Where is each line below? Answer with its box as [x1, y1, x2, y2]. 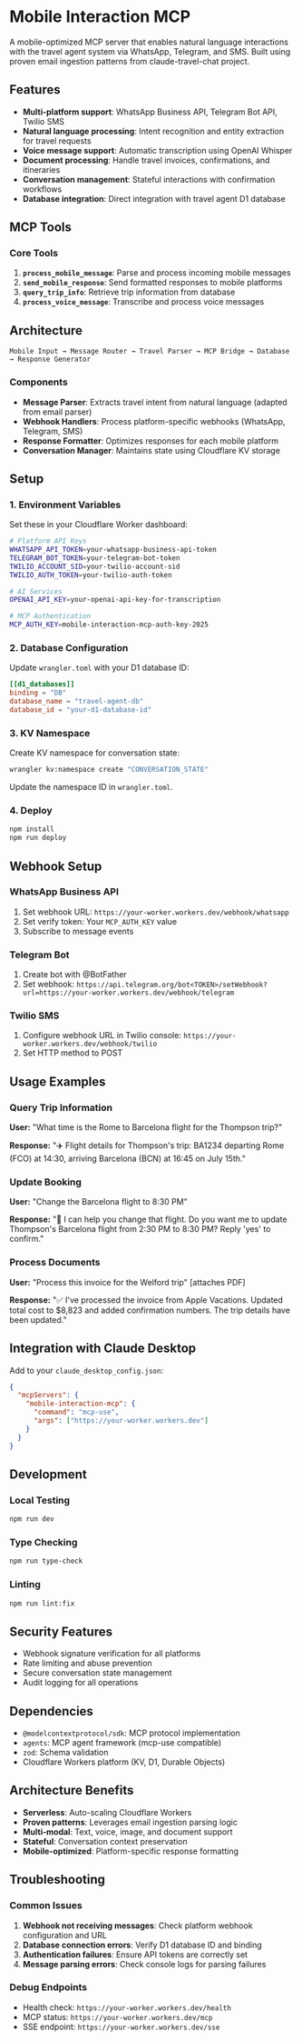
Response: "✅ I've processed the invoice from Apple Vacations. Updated [9, 1294, 284, 1306]
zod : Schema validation [22, 1747, 109, 1758]
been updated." [9, 1314, 67, 1325]
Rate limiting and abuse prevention [22, 1657, 152, 1669]
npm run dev [9, 1515, 54, 1524]
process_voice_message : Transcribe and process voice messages [22, 296, 265, 307]
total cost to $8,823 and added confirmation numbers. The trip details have [9, 1305, 290, 1316]
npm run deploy [9, 834, 67, 843]
